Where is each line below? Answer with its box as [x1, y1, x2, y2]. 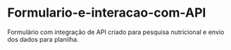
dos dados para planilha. [7, 35, 79, 43]
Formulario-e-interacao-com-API [7, 5, 206, 21]
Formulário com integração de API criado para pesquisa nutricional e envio [7, 28, 225, 36]
